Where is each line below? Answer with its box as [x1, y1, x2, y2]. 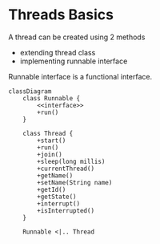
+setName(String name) [37, 178, 113, 186]
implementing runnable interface [19, 56, 128, 66]
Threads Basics [8, 6, 114, 24]
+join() [37, 150, 62, 158]
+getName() [37, 171, 74, 180]
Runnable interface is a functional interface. [8, 71, 153, 81]
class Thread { [22, 129, 74, 137]
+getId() [37, 185, 66, 193]
